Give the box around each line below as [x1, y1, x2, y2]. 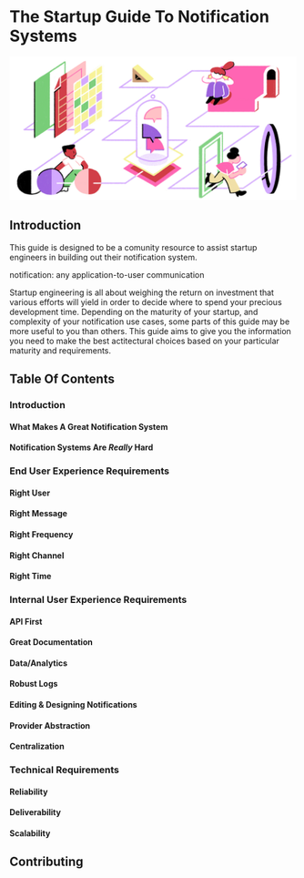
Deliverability [9, 807, 62, 818]
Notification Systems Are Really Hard [9, 442, 154, 453]
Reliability [9, 786, 48, 797]
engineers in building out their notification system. [9, 251, 198, 262]
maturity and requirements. [9, 344, 112, 356]
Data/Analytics [9, 658, 68, 669]
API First [9, 616, 43, 627]
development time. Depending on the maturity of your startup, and [9, 306, 258, 317]
